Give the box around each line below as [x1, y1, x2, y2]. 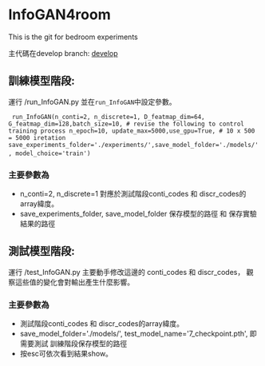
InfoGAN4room [8, 6, 111, 24]
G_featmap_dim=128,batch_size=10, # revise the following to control [8, 120, 245, 128]
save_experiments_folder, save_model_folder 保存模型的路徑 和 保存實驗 [19, 209, 257, 219]
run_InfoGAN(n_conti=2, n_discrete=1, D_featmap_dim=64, [11, 113, 205, 121]
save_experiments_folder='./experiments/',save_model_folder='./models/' [8, 141, 259, 149]
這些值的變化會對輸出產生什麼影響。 [14, 277, 134, 287]
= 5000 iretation [8, 133, 66, 141]
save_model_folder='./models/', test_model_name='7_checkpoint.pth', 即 [19, 329, 257, 339]
